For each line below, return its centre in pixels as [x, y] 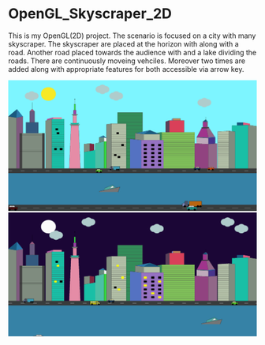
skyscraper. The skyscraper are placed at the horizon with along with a [123, 43]
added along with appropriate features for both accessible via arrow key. [126, 69]
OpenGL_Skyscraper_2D [90, 14]
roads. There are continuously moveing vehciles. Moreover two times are [127, 61]
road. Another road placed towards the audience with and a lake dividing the [132, 52]
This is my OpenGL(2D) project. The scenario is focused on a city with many [132, 36]
